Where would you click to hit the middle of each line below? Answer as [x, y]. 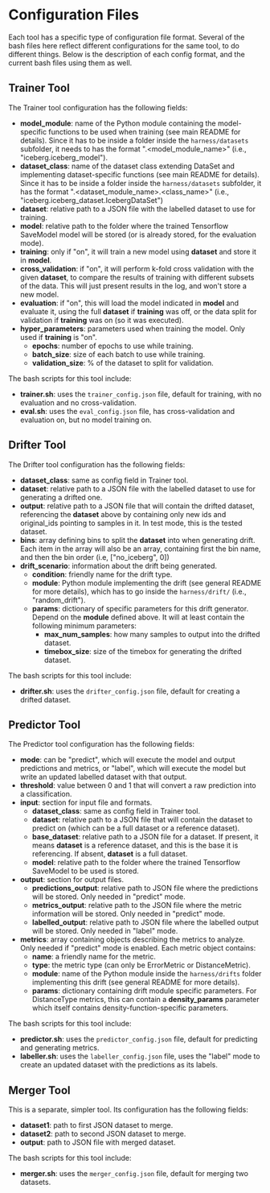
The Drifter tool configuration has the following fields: [97, 464]
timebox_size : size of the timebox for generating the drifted [143, 651]
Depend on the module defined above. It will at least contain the [138, 617]
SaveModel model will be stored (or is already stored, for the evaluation [138, 234]
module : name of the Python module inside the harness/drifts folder [147, 974]
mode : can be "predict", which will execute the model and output [127, 760]
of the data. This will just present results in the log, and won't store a [133, 286]
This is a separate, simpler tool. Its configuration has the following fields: [129, 1110]
